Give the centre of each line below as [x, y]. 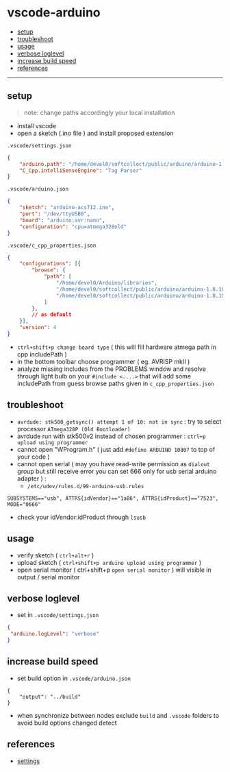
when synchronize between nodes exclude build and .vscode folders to [118, 715]
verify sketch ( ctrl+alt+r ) [55, 555]
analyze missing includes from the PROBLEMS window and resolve [112, 369]
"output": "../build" [50, 697]
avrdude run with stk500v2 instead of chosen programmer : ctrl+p [111, 436]
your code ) [33, 457]
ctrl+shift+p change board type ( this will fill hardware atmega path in [117, 347]
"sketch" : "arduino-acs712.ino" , [67, 208]
